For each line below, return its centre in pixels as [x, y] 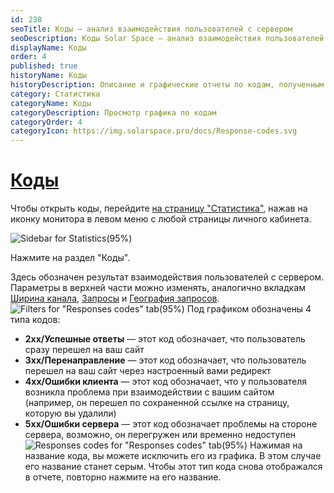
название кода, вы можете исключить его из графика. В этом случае [173, 456]
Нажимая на [276, 445]
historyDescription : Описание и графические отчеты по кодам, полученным [167, 85]
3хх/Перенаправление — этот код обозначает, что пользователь [165, 360]
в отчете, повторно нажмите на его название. [123, 477]
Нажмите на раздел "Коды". [70, 258]
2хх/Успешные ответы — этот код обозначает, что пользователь [165, 339]
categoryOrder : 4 [46, 122]
